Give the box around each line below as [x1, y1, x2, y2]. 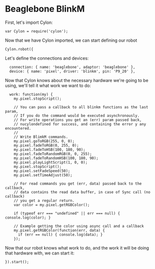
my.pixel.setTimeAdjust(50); [14, 172, 73, 178]
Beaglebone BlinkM [5, 3, 85, 15]
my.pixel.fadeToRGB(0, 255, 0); [14, 143, 79, 148]
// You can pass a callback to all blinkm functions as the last [14, 104, 149, 110]
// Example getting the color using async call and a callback [14, 223, 144, 229]
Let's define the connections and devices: [5, 55, 89, 61]
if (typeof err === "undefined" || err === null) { [14, 211, 120, 216]
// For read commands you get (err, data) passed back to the [14, 181, 142, 186]
